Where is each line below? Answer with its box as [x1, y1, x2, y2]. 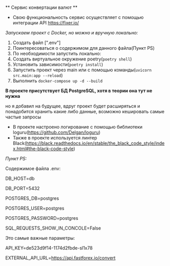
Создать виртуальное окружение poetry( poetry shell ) [12, 56, 132, 62]
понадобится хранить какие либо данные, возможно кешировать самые [5, 109, 165, 114]
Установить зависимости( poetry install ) [12, 62, 103, 67]
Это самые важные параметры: [5, 235, 75, 241]
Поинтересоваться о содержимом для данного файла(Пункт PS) [12, 45, 155, 51]
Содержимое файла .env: [5, 166, 61, 171]
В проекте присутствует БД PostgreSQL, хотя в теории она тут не [5, 88, 153, 94]
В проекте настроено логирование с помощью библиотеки [12, 124, 143, 130]
